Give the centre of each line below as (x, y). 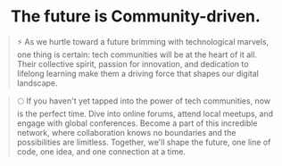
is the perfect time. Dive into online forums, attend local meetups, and (145, 113)
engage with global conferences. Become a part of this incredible (137, 123)
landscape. (37, 83)
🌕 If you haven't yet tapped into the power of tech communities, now (144, 101)
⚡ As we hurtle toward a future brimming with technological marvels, (143, 41)
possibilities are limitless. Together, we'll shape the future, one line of (144, 142)
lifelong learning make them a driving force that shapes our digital (138, 73)
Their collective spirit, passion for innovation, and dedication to (133, 63)
